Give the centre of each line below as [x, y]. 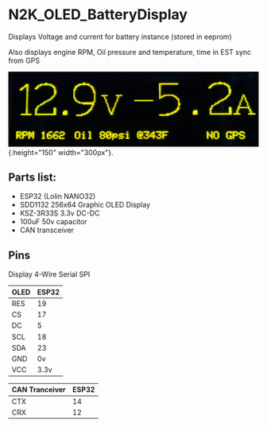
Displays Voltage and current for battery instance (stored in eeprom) [120, 37]
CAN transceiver [46, 230]
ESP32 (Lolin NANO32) [58, 196]
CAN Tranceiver [39, 390]
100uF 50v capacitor [53, 222]
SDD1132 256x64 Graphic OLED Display [85, 205]
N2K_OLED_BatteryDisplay [98, 15]
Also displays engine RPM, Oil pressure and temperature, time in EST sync [130, 52]
